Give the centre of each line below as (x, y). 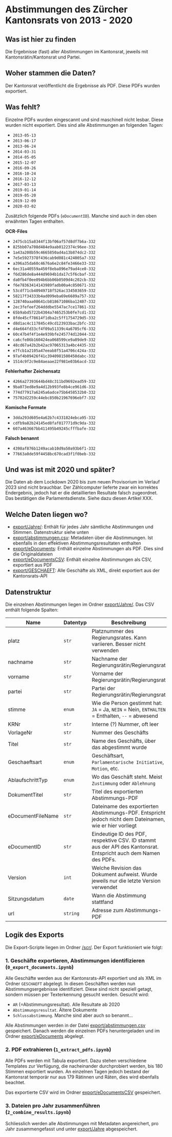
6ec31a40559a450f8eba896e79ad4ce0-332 (54, 269)
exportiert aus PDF (33, 565)
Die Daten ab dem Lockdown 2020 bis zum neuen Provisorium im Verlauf (83, 482)
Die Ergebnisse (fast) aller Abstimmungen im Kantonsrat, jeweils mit (77, 52)
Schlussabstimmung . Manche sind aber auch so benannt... (73, 1015)
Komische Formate (26, 407)
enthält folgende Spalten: (32, 610)
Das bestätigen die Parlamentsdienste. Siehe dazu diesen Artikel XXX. (79, 498)
